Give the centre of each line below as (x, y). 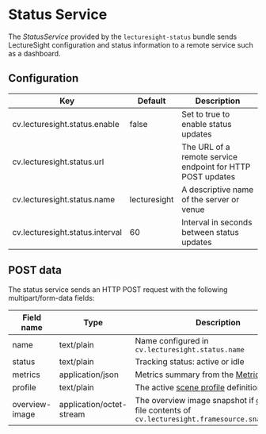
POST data (35, 270)
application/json (89, 374)
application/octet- (93, 404)
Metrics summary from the (184, 374)
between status (210, 232)
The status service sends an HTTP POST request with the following (118, 289)
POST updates (209, 176)
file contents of (163, 410)
